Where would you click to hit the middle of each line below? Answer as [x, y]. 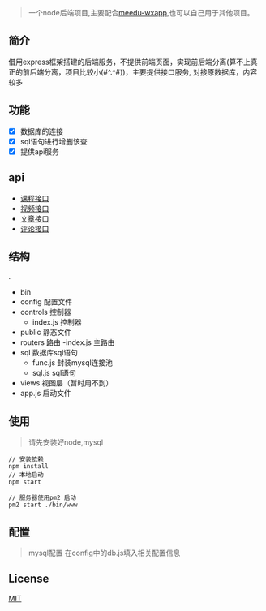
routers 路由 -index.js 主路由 [67, 342]
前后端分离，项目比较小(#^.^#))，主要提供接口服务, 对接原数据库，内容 [140, 71]
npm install [28, 467]
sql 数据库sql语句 [49, 353]
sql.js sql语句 [54, 373]
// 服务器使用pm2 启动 [43, 498]
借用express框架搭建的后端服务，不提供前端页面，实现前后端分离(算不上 [130, 62]
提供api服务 [39, 151]
